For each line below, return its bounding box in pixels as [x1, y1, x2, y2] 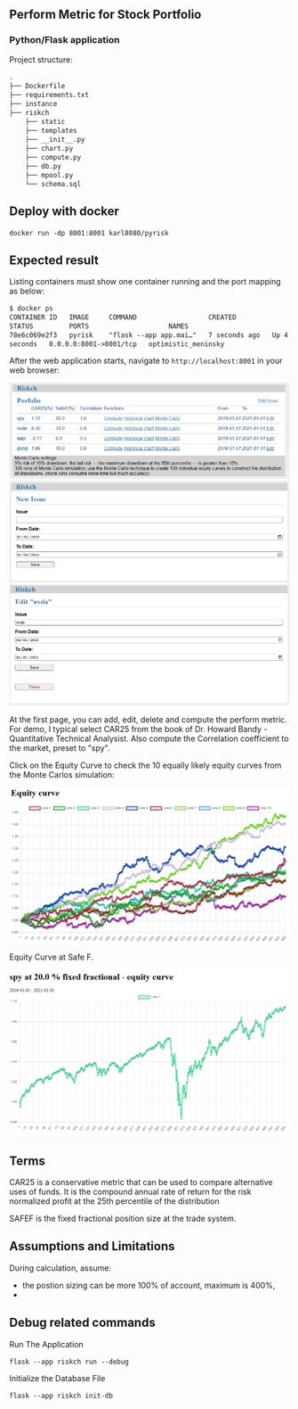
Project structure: [9, 54, 74, 65]
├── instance [9, 99, 58, 108]
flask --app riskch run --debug [9, 1357, 129, 1366]
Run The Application [9, 1339, 85, 1349]
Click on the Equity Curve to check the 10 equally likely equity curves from [9, 760, 282, 770]
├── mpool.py [25, 170, 74, 179]
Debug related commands [9, 1315, 156, 1331]
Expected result [9, 252, 100, 268]
